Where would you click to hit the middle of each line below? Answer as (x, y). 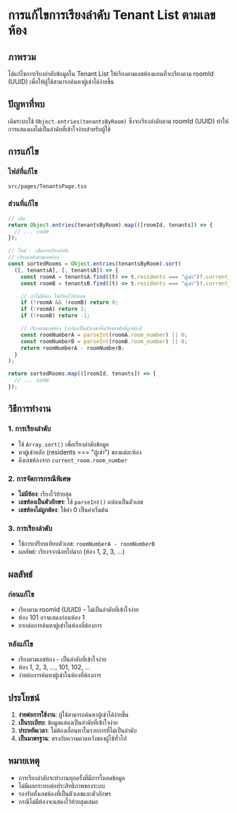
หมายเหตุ (24, 761)
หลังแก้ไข (21, 644)
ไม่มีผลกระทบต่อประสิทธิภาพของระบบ (61, 786)
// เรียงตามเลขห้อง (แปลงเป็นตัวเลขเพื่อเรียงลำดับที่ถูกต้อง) (82, 328)
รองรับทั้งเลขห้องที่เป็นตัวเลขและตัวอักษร (64, 793)
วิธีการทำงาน (30, 409)
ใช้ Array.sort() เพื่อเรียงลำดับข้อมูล (63, 444)
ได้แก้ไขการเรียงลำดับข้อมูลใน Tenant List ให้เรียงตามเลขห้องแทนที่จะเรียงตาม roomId (111, 73)
